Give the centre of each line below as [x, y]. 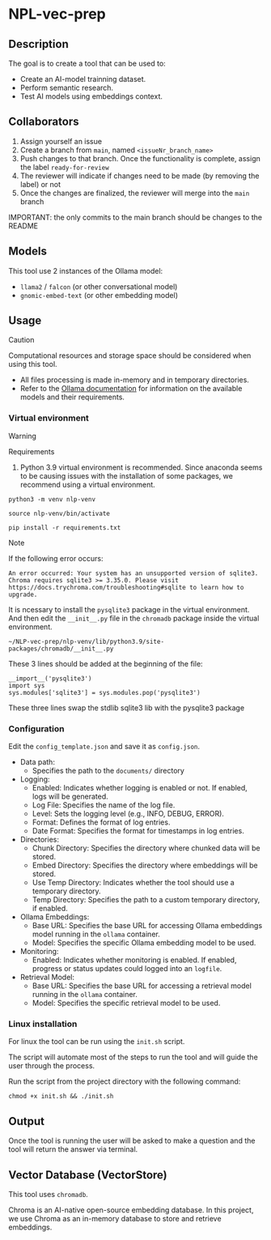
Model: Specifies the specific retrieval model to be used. [126, 1003]
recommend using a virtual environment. [87, 484]
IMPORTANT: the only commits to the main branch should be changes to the [135, 217]
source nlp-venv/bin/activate [59, 513]
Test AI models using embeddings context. [91, 96]
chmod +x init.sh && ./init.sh [61, 1097]
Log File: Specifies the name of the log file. [104, 805]
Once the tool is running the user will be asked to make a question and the [132, 1141]
